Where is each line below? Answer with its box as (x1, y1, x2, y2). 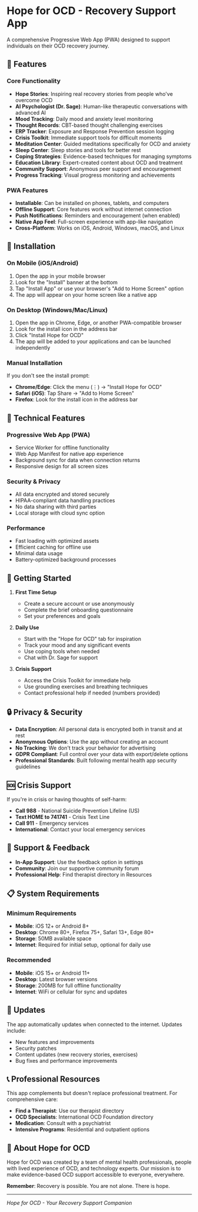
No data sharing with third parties (15, 503, 96, 511)
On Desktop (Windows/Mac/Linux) (6, 305, 108, 314)
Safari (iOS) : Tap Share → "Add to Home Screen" (15, 390, 135, 397)
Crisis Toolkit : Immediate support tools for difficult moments (15, 134, 162, 141)
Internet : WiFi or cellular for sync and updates (15, 988, 127, 995)
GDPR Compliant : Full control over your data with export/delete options (15, 751, 189, 758)
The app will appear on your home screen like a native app (15, 291, 157, 298)
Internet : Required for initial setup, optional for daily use (15, 941, 152, 948)
